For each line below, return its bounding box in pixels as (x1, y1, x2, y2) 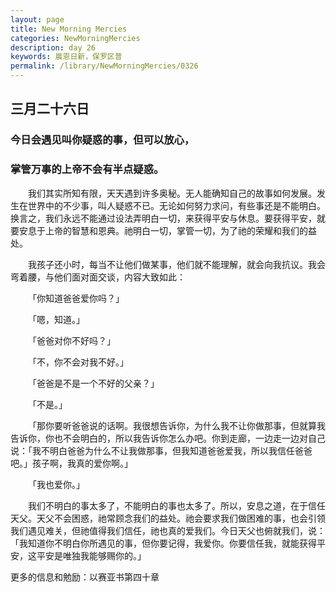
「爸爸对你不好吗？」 (28, 334, 116, 346)
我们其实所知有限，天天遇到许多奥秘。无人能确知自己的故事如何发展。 (28, 187, 317, 199)
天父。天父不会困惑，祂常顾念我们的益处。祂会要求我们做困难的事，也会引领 (10, 512, 326, 524)
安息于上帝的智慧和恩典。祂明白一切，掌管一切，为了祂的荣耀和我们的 (18, 224, 308, 236)
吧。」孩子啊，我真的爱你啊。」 (10, 457, 133, 469)
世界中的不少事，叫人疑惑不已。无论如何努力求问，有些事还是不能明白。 (27, 199, 326, 211)
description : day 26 (10, 42, 97, 53)
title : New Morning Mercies (10, 24, 128, 34)
